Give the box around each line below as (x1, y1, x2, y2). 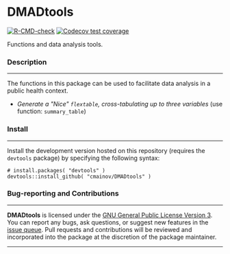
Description (7, 57, 47, 67)
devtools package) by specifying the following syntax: (7, 154, 160, 162)
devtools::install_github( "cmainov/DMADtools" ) (7, 173, 152, 180)
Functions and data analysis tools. (7, 40, 103, 48)
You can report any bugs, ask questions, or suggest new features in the (7, 218, 209, 227)
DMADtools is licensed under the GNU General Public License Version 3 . (7, 211, 213, 219)
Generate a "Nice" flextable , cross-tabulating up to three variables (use (16, 100, 223, 108)
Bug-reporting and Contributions (7, 189, 119, 198)
